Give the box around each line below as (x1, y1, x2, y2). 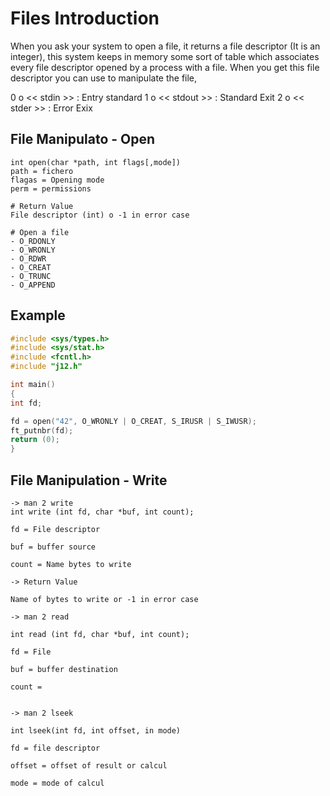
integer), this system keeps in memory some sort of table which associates (10, 50, 320, 62)
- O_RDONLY (10, 236, 56, 246)
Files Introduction (10, 7, 160, 30)
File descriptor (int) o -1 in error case (10, 210, 190, 220)
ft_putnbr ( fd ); (10, 425, 74, 436)
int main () (10, 380, 56, 390)
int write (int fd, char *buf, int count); (10, 507, 195, 517)
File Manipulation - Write (10, 472, 168, 489)
